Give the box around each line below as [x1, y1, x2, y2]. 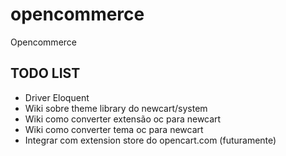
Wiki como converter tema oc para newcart [24, 123, 204, 135]
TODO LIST [10, 65, 81, 82]
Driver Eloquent [24, 91, 90, 103]
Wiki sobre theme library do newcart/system [24, 102, 208, 114]
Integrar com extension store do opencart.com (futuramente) [24, 134, 277, 146]
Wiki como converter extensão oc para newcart [24, 113, 222, 125]
